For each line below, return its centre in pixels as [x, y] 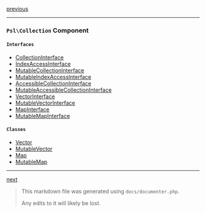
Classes [16, 129]
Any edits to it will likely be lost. [61, 203]
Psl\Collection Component [48, 30]
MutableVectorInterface [45, 103]
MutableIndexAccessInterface [53, 77]
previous [17, 9]
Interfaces [20, 44]
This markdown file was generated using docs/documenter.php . [100, 192]
